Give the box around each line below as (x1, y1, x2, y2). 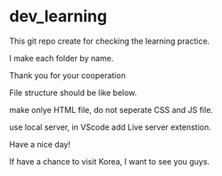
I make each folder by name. (9, 52, 114, 63)
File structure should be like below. (9, 87, 137, 98)
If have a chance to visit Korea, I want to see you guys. (9, 156, 210, 166)
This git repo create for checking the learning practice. (9, 36, 210, 46)
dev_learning (9, 6, 108, 27)
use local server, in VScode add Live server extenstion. (9, 122, 211, 132)
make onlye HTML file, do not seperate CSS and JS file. (9, 104, 214, 115)
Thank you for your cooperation (9, 69, 127, 81)
